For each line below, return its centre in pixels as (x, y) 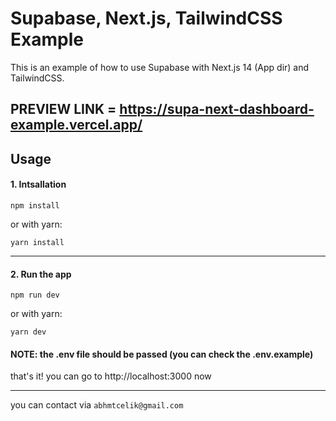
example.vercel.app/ (76, 125)
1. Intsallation (38, 184)
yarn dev (28, 332)
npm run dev (35, 295)
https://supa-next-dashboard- (217, 109)
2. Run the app (41, 274)
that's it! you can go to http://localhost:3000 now (111, 376)
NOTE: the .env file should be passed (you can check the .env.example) (162, 354)
